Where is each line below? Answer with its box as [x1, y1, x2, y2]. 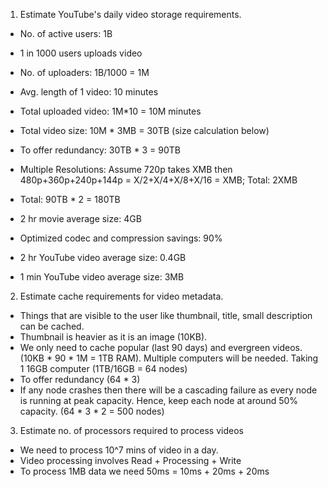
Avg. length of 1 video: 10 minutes [19, 86, 159, 98]
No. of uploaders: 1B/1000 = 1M [19, 67, 150, 78]
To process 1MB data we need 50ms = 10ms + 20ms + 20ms [19, 465, 270, 477]
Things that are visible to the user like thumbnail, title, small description [19, 310, 313, 321]
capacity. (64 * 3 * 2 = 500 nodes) [19, 405, 165, 417]
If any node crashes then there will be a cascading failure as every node [19, 384, 318, 396]
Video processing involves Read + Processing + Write [19, 455, 242, 466]
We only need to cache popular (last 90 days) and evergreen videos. [19, 342, 303, 353]
